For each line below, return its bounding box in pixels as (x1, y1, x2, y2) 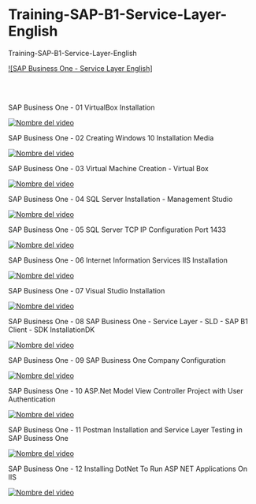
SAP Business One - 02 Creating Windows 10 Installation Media (8, 133, 214, 143)
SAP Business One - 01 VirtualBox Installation (8, 103, 155, 112)
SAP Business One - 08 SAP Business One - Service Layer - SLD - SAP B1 (8, 316, 248, 326)
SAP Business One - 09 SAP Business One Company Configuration (8, 355, 226, 364)
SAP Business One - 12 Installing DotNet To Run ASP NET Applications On (8, 464, 248, 473)
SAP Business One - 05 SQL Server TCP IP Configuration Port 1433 (8, 225, 227, 234)
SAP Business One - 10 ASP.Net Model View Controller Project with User (8, 386, 244, 395)
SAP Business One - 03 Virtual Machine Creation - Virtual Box (8, 163, 209, 173)
